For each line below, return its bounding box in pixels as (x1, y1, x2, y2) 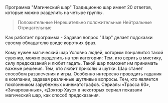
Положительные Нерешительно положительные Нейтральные (17, 20, 152, 25)
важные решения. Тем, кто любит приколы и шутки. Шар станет (5, 65, 143, 71)
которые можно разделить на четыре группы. (5, 10, 104, 16)
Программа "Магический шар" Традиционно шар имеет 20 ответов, (5, 5, 152, 10)
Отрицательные (17, 25, 52, 31)
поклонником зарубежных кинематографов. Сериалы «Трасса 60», (5, 81, 150, 87)
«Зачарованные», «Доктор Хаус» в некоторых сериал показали (5, 87, 142, 92)
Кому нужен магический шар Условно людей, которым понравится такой (5, 50, 163, 55)
